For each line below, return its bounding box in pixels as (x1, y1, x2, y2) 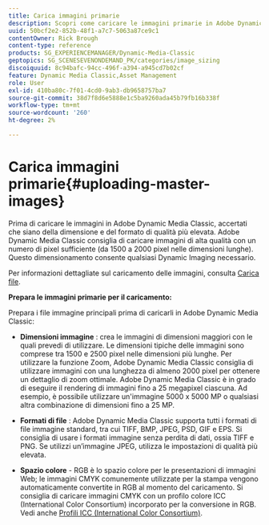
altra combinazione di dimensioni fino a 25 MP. (19, 400, 175, 409)
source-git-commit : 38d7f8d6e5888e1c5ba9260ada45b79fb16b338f (8, 94, 220, 102)
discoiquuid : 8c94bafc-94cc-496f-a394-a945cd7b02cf (8, 64, 184, 72)
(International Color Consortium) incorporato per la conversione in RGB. (19, 499, 257, 509)
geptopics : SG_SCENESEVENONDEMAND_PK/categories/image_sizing (8, 57, 220, 65)
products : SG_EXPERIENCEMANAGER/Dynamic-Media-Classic (8, 49, 195, 57)
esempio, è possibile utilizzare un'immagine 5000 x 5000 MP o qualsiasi (19, 391, 259, 401)
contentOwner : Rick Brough (8, 34, 98, 43)
